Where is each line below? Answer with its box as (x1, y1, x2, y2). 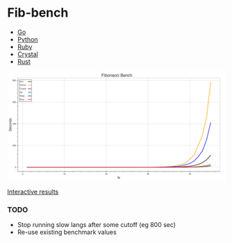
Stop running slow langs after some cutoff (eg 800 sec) (17, 221, 176, 229)
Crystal (17, 50, 38, 58)
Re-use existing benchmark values (17, 228, 117, 237)
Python (17, 35, 38, 43)
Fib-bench (7, 5, 69, 21)
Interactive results (7, 187, 59, 196)
